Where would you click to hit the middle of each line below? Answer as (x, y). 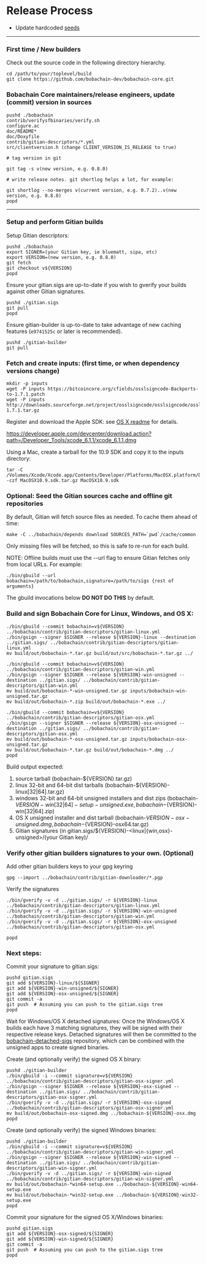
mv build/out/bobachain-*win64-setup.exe (60, 1184)
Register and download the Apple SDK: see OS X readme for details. (92, 422)
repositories (25, 504)
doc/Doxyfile (23, 136)
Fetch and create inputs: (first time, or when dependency (93, 363)
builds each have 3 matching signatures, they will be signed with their (94, 1028)
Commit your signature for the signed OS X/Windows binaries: (85, 1217)
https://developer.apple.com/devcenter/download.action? (79, 434)
